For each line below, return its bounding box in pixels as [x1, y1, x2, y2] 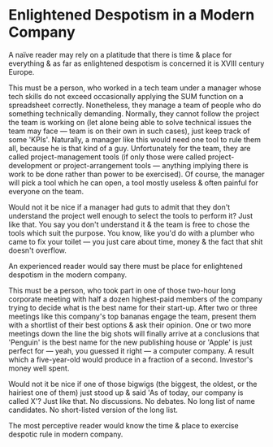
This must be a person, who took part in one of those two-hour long [8, 285, 236, 295]
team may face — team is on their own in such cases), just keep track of [8, 126, 250, 136]
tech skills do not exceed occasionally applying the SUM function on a [8, 91, 244, 101]
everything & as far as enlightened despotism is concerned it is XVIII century [8, 59, 265, 68]
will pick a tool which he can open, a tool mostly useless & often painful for [8, 177, 258, 188]
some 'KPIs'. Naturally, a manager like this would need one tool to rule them [8, 134, 262, 144]
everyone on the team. [8, 186, 84, 196]
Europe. [8, 67, 35, 76]
